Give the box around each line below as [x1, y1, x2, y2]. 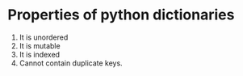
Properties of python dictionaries [7, 6, 235, 24]
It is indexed [19, 49, 61, 59]
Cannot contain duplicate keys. [19, 58, 123, 68]
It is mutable [19, 40, 61, 50]
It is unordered [19, 32, 69, 42]
